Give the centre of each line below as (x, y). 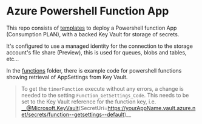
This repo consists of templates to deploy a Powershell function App (92, 28)
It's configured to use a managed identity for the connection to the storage (99, 46)
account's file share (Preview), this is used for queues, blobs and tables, (96, 52)
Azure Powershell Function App (88, 11)
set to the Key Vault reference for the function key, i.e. (89, 102)
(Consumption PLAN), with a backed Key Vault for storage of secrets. (93, 34)
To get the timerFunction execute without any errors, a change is (102, 88)
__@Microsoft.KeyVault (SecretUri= (64, 108)
